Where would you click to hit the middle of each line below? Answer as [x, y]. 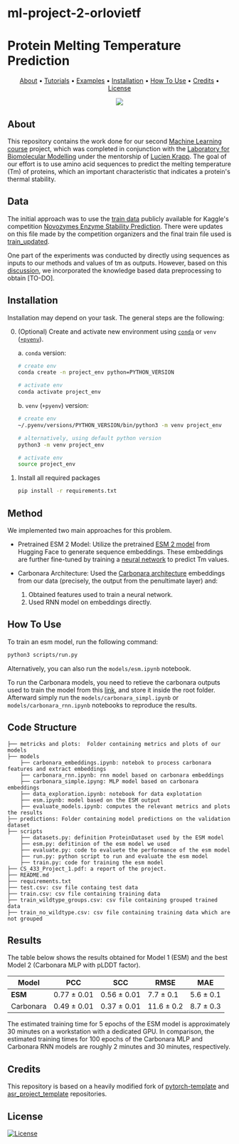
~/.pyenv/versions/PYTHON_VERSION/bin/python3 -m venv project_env [119, 425]
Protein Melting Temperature [94, 46]
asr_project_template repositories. [57, 1094]
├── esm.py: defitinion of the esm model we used [95, 844]
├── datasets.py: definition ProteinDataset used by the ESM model [122, 837]
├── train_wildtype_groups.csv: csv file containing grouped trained [113, 900]
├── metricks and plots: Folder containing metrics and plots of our [114, 744]
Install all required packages [59, 478]
